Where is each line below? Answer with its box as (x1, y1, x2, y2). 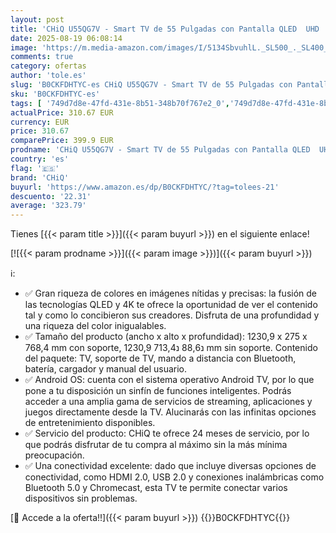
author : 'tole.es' (10, 71, 87, 81)
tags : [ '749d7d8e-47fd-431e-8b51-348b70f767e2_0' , (10, 98, 230, 108)
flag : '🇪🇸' (10, 163, 60, 173)
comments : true (10, 52, 74, 62)
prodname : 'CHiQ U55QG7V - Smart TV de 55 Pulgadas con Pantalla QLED (10, 145, 311, 155)
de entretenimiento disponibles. (24, 417, 156, 429)
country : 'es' (10, 154, 70, 164)
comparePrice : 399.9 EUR (10, 136, 114, 146)
